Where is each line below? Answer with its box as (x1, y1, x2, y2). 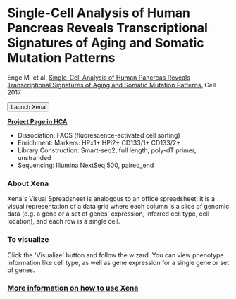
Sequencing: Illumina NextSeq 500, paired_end (17, 161, 154, 169)
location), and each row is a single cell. (7, 217, 120, 226)
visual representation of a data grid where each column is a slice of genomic (7, 202, 230, 211)
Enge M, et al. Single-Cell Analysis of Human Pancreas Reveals (7, 73, 190, 82)
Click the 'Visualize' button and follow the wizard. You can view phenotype (7, 250, 224, 259)
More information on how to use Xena (7, 283, 139, 293)
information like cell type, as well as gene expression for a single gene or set (7, 258, 230, 267)
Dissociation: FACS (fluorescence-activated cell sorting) (17, 130, 181, 139)
